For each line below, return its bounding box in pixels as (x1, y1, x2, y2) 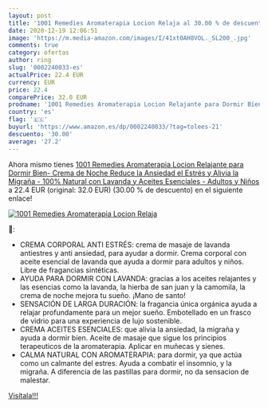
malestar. (19, 375, 50, 385)
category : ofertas (8, 49, 69, 57)
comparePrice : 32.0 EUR (8, 93, 88, 101)
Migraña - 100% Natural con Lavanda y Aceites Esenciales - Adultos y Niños (8, 176, 260, 186)
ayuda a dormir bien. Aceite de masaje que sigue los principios (19, 332, 227, 343)
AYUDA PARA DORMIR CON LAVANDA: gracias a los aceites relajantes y (19, 273, 257, 283)
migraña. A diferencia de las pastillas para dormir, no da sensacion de (19, 367, 250, 376)
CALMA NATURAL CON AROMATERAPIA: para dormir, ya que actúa (19, 350, 242, 359)
